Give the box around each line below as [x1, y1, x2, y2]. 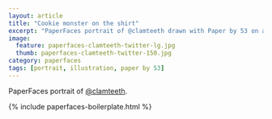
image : [8, 34, 31, 43]
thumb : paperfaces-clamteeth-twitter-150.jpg [15, 49, 172, 57]
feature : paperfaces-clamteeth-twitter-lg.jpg [15, 42, 176, 50]
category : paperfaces [8, 57, 82, 65]
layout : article [8, 11, 63, 20]
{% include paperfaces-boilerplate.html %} [8, 101, 152, 111]
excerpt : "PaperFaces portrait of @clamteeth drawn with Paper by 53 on [8, 27, 259, 35]
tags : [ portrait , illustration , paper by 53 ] [8, 64, 164, 72]
